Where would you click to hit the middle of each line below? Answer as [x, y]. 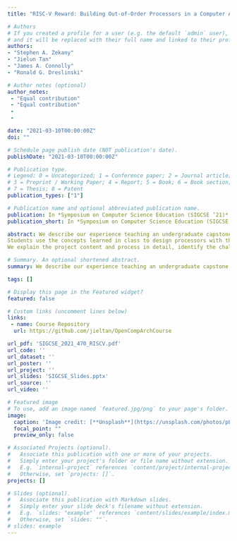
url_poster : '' [30, 363]
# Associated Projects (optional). [60, 448]
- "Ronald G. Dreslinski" [45, 72]
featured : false [31, 298]
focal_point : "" [37, 428]
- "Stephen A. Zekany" [41, 53]
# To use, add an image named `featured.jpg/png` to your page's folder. [118, 409]
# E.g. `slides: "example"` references [69, 513]
